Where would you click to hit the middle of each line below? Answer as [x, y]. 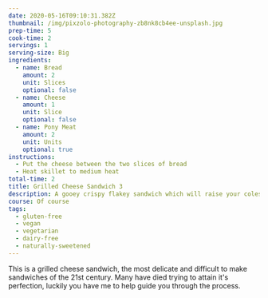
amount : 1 [39, 105]
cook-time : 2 [30, 38]
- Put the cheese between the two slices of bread [101, 165]
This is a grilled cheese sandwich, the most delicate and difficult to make [128, 268]
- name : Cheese [41, 97]
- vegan [28, 224]
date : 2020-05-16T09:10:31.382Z [62, 16]
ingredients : [30, 61]
